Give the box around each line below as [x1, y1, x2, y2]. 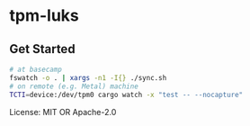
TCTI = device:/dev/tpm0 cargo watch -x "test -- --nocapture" [9, 90, 244, 99]
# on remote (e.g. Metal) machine [9, 82, 139, 91]
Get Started [9, 41, 76, 57]
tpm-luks [9, 5, 79, 26]
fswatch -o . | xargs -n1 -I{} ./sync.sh [9, 73, 167, 82]
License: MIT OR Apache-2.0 [9, 106, 117, 117]
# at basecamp [9, 65, 63, 74]
